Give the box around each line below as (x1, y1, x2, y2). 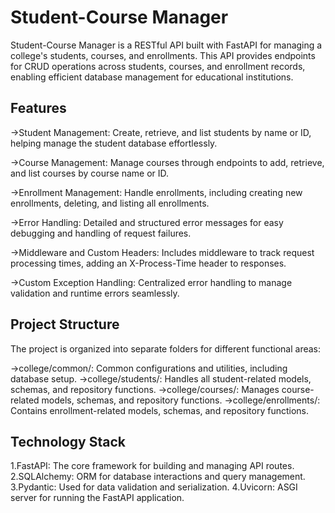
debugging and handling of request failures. (10, 227, 192, 239)
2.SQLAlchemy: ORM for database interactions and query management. (10, 471, 306, 483)
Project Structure (10, 316, 120, 333)
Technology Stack (10, 433, 126, 450)
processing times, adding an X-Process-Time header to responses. (10, 257, 287, 269)
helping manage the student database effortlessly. (10, 137, 218, 149)
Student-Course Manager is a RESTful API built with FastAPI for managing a (10, 39, 323, 51)
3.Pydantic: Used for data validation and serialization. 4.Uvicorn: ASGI (10, 481, 298, 493)
